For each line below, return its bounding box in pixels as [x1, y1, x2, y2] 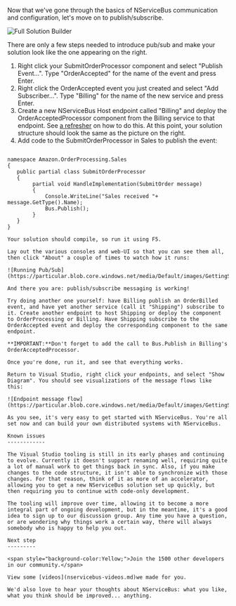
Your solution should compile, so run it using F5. [7, 236, 162, 243]
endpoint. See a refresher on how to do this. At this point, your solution [17, 121, 223, 129]
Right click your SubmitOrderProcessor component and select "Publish [17, 62, 223, 70]
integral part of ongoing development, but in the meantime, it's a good [7, 506, 228, 513]
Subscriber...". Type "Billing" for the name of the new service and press [17, 91, 223, 100]
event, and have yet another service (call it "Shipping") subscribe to [7, 303, 225, 310]
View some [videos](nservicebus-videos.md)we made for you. [7, 574, 188, 581]
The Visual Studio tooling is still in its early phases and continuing [7, 451, 225, 458]
